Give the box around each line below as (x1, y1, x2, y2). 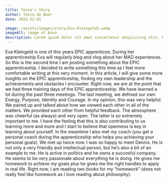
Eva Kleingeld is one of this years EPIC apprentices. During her (5, 49, 135, 55)
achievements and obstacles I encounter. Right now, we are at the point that (5, 81, 161, 87)
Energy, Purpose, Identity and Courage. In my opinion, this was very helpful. (5, 97, 162, 103)
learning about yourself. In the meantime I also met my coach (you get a (5, 129, 153, 134)
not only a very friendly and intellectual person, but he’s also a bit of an (5, 145, 151, 150)
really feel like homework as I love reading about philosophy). (5, 171, 131, 177)
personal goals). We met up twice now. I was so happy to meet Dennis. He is (5, 139, 163, 145)
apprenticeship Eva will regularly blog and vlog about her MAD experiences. (5, 54, 162, 60)
